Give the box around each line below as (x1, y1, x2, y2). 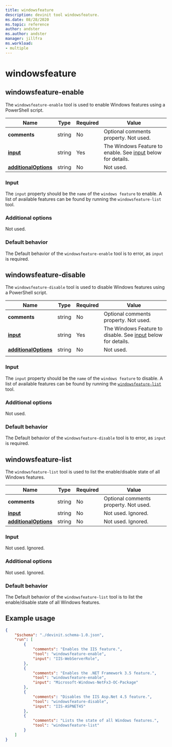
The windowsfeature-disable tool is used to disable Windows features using (5, 284, 165, 290)
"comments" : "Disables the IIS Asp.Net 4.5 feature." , (32, 694, 153, 699)
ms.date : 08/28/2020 (5, 17, 50, 22)
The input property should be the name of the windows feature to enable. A (5, 190, 162, 197)
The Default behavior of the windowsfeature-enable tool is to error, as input (5, 250, 164, 257)
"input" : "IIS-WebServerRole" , (32, 656, 100, 661)
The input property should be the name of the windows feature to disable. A (5, 375, 163, 381)
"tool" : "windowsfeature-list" (32, 723, 100, 728)
